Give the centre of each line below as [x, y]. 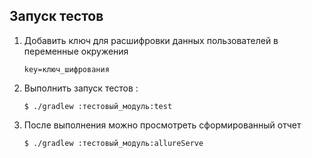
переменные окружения [76, 51]
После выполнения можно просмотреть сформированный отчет [162, 125]
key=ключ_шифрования [66, 69]
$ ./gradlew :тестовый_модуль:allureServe [113, 143]
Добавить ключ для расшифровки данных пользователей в [151, 40]
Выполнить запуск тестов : [81, 88]
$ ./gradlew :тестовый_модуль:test [98, 106]
